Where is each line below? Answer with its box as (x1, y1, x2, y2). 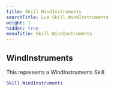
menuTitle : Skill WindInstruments (6, 31, 93, 37)
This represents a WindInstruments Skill (6, 68, 105, 76)
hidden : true (6, 25, 39, 32)
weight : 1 (6, 20, 31, 26)
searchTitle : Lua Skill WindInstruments (6, 14, 109, 20)
